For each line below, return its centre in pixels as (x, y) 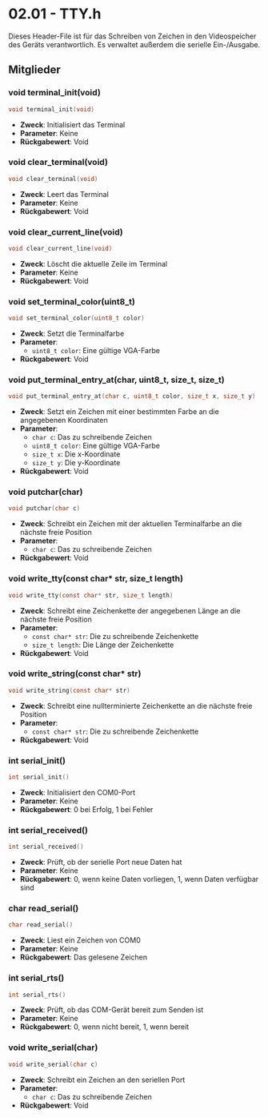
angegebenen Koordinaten (64, 420)
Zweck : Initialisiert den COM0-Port (78, 792)
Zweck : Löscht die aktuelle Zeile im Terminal (94, 263)
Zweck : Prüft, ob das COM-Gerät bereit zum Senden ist (112, 1010)
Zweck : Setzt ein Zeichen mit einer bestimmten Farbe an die (120, 412)
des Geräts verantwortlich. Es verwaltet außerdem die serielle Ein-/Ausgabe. (134, 44)
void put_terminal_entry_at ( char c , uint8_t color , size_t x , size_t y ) (132, 396)
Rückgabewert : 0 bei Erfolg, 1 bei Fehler (86, 809)
